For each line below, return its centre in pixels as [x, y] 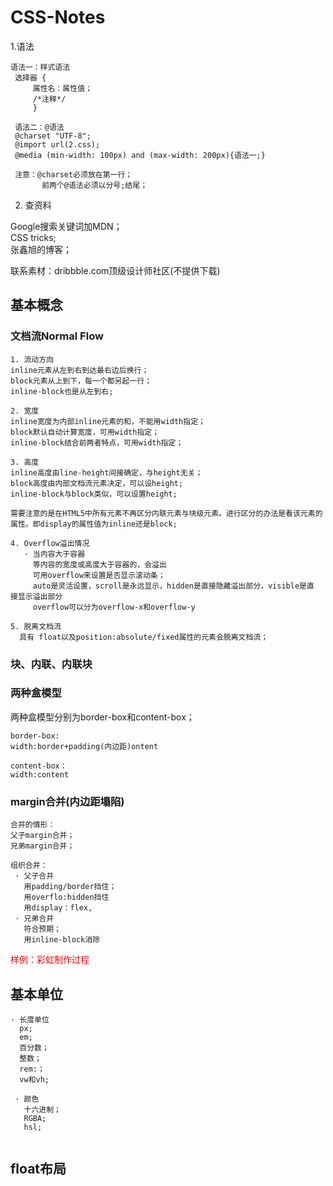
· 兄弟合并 [34, 919]
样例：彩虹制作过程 [50, 960]
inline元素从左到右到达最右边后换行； [80, 370]
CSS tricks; [33, 237]
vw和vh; [34, 1079]
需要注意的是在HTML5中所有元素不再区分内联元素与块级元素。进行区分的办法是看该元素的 [166, 513]
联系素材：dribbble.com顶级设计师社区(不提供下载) [115, 270]
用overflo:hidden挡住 [66, 897]
